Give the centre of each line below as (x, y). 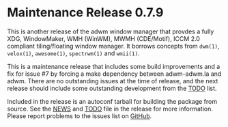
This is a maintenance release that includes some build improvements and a (114, 66)
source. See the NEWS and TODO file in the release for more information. (110, 109)
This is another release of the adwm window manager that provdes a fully (111, 31)
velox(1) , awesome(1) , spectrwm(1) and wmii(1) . (73, 53)
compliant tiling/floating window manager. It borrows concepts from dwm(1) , (113, 46)
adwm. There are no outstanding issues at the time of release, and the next (113, 81)
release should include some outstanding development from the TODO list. (112, 88)
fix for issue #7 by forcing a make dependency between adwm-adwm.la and (114, 74)
